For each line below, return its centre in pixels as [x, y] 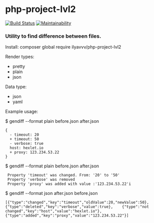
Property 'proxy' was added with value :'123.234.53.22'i [69, 184]
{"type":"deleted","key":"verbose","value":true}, [59, 207]
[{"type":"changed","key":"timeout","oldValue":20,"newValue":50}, [77, 202]
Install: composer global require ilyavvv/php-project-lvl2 [63, 47]
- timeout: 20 [24, 135]
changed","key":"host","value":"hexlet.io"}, [53, 211]
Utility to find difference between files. [53, 36]
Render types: [20, 57]
